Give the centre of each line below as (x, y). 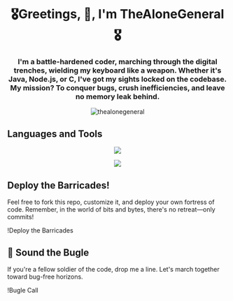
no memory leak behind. (118, 97)
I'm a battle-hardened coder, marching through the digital (118, 62)
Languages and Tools (55, 134)
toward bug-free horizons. (45, 277)
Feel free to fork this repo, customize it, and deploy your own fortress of (111, 202)
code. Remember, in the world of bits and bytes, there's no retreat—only (111, 210)
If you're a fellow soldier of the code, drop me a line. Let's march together (113, 269)
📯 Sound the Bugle (48, 252)
